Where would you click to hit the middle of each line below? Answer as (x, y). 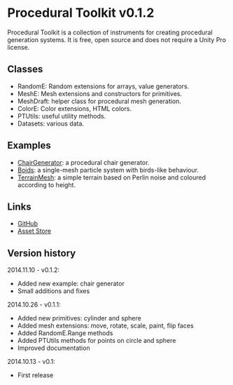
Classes (25, 69)
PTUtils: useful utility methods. (62, 116)
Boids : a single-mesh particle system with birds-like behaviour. (108, 170)
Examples (29, 146)
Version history (42, 253)
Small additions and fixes (54, 291)
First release (35, 375)
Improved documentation (54, 348)
